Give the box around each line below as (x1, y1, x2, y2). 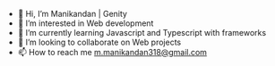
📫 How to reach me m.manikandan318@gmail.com (17, 47, 208, 57)
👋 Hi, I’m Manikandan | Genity (17, 9, 128, 19)
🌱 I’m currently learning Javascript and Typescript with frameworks (17, 28, 267, 37)
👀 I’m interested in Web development (17, 18, 154, 29)
